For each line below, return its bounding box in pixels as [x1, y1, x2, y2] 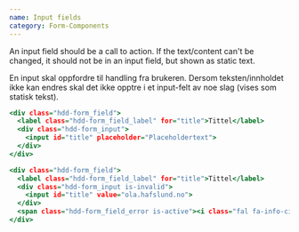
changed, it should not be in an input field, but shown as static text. [9, 55, 255, 66]
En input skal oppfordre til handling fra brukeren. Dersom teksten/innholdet [9, 72, 285, 83]
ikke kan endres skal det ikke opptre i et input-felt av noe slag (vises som [9, 82, 278, 92]
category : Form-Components [9, 21, 109, 30]
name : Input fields [9, 12, 82, 22]
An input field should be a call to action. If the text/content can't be [9, 45, 255, 56]
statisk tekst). [9, 91, 60, 102]
